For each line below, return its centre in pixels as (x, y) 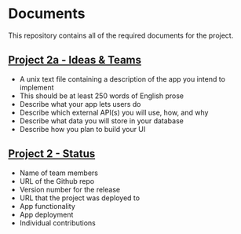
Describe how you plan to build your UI (82, 129)
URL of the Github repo (57, 181)
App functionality (47, 206)
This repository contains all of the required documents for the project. (121, 35)
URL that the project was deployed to (79, 198)
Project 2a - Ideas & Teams (75, 60)
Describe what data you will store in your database (102, 121)
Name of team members (58, 173)
